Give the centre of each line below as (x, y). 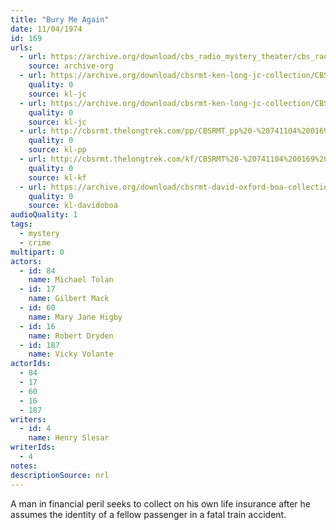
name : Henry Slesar (69, 438)
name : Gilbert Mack (69, 299)
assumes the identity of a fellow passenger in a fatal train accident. (148, 514)
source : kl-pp (57, 150)
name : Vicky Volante (71, 354)
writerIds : (33, 447)
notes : (24, 466)
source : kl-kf (57, 177)
